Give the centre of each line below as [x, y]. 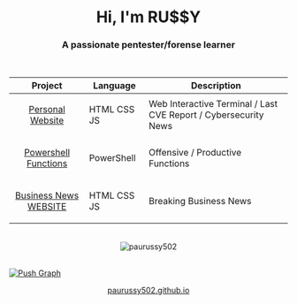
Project [47, 86]
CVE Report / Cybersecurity [206, 115]
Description [216, 86]
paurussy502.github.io [148, 291]
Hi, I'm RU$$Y [148, 17]
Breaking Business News [200, 201]
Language [114, 86]
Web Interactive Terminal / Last [213, 104]
